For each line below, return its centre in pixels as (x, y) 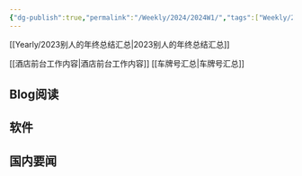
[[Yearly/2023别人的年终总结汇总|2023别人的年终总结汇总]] (120, 44)
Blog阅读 (34, 95)
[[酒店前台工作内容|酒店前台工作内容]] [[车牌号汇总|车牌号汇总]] (127, 63)
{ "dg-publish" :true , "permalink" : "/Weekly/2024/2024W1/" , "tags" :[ (134, 18)
